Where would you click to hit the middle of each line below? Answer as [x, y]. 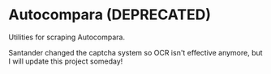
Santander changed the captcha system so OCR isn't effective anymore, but [135, 52]
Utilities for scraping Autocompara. [67, 37]
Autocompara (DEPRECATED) [110, 15]
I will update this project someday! [66, 61]
